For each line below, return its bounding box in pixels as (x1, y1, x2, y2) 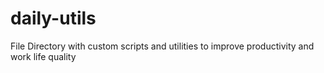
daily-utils (10, 7, 97, 30)
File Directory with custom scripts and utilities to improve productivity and (10, 40, 315, 52)
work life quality (10, 50, 77, 62)
